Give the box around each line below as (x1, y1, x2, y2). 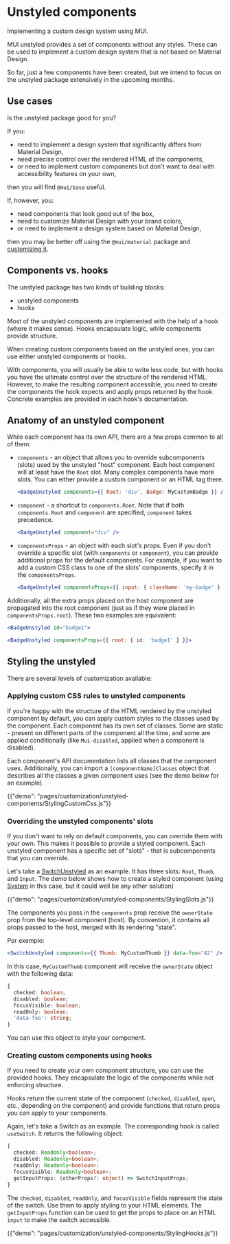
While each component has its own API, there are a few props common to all (7, 433, 223, 441)
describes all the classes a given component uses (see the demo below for (7, 771, 219, 779)
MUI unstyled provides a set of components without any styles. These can (7, 40, 218, 48)
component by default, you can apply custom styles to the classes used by (7, 714, 220, 722)
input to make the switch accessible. (7, 1215, 112, 1224)
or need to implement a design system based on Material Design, (16, 224, 202, 232)
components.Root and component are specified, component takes (16, 508, 192, 516)
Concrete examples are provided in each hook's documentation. (7, 395, 189, 403)
